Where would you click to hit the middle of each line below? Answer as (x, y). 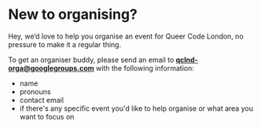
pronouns (35, 91)
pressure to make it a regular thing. (65, 44)
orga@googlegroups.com (51, 68)
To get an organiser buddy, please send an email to (91, 60)
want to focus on (47, 116)
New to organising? (73, 15)
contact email (42, 100)
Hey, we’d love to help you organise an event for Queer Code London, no (126, 36)
